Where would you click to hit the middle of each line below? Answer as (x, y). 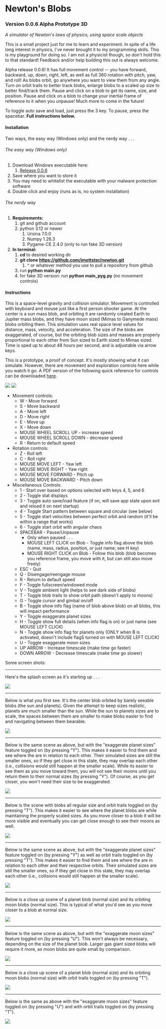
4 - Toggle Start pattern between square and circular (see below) (86, 511)
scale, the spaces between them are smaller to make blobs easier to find (79, 716)
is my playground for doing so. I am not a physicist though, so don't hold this (83, 55)
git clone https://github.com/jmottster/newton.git (72, 260)
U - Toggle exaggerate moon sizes (55, 643)
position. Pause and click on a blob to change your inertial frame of (73, 96)
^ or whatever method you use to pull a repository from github (90, 266)
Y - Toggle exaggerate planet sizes (55, 617)
